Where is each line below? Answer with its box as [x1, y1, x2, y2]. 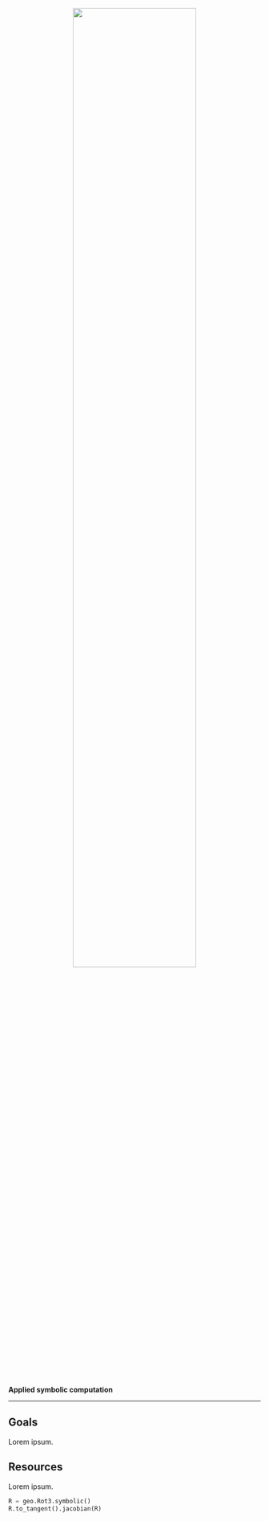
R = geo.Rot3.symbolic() [8, 1497, 91, 1505]
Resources [8, 1460, 63, 1474]
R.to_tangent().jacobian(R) [8, 1504, 102, 1513]
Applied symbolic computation [8, 1385, 114, 1394]
